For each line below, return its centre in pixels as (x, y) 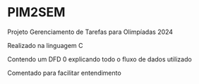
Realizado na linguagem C (45, 45)
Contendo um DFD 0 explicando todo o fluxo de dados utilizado (99, 59)
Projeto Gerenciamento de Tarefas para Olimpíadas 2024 (90, 32)
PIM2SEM (36, 12)
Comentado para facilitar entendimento (64, 73)
